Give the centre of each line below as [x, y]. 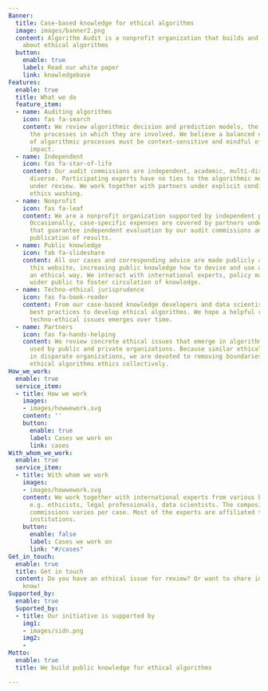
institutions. [53, 520]
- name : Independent [49, 156]
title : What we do [46, 97]
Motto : [19, 653]
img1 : [32, 623]
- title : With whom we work [62, 475]
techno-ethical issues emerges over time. [101, 320]
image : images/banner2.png [60, 30]
